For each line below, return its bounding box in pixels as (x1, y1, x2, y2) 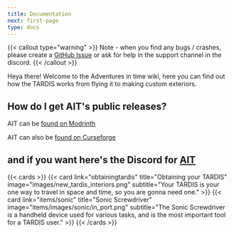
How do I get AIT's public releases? (7, 100, 167, 113)
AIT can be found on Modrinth (7, 119, 96, 128)
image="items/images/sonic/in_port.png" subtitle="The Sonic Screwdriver (7, 203, 225, 211)
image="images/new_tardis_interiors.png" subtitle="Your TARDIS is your (7, 180, 220, 189)
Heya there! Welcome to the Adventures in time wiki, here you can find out (7, 72, 225, 81)
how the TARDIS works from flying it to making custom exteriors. (7, 80, 197, 88)
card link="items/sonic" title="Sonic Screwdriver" (7, 195, 153, 204)
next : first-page (7, 17, 59, 24)
